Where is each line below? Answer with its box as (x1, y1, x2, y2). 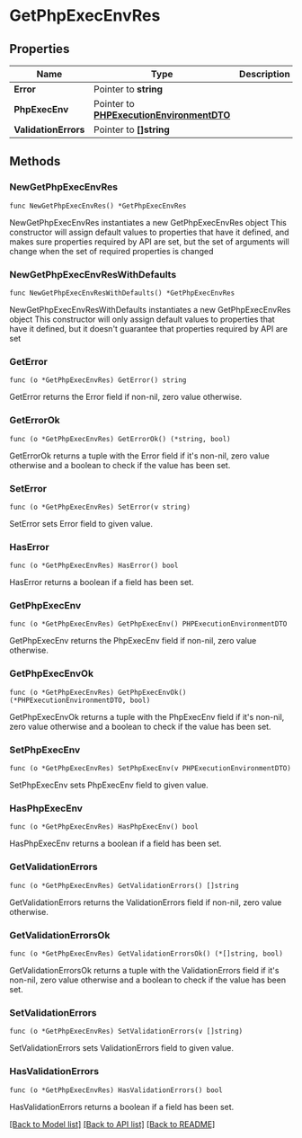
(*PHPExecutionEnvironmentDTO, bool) (9, 696, 151, 705)
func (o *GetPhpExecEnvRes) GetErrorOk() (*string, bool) (9, 434, 231, 443)
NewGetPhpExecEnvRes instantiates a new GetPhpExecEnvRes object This (9, 217, 288, 227)
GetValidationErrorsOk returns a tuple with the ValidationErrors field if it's (9, 965, 280, 975)
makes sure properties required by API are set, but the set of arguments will (9, 236, 289, 247)
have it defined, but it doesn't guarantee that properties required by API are (9, 323, 288, 333)
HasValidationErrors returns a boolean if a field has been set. (9, 1101, 235, 1112)
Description (239, 68, 290, 80)
